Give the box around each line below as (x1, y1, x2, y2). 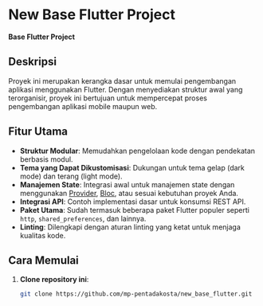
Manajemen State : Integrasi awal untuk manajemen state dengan (19, 179, 235, 189)
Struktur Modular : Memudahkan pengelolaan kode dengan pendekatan (19, 146, 256, 155)
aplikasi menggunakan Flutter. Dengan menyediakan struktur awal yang (8, 84, 243, 94)
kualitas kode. (19, 230, 66, 240)
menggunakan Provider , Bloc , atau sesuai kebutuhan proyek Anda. (19, 188, 239, 198)
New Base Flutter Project (8, 6, 175, 24)
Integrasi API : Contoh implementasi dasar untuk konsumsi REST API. (19, 197, 246, 206)
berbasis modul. (19, 154, 73, 164)
